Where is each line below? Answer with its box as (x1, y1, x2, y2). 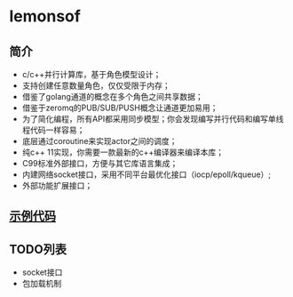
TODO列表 (9, 242, 67, 257)
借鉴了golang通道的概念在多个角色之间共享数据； (21, 92, 203, 101)
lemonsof (9, 6, 82, 27)
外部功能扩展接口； (21, 181, 93, 190)
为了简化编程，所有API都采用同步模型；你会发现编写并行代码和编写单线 (21, 114, 284, 124)
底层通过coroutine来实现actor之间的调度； (21, 136, 178, 146)
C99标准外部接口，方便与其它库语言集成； (21, 158, 178, 168)
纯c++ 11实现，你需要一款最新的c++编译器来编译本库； (21, 147, 225, 157)
